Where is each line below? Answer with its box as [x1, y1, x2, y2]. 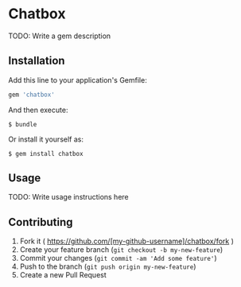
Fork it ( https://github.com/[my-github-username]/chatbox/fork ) [19, 236, 235, 246]
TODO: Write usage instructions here [8, 192, 129, 202]
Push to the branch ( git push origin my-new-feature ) [19, 262, 196, 271]
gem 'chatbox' [8, 91, 56, 99]
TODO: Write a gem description [8, 31, 111, 41]
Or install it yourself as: [8, 134, 84, 144]
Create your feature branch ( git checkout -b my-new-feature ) [19, 245, 224, 254]
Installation [8, 54, 65, 68]
